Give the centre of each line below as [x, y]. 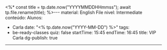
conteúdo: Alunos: [24, 18]
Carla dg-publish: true [35, 38]
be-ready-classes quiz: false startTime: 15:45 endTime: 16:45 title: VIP [84, 32]
